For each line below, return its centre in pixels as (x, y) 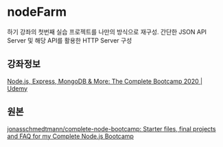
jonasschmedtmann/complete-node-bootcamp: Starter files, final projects (111, 128)
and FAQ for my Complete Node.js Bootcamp (70, 136)
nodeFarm (37, 12)
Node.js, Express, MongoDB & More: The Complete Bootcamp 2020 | (105, 81)
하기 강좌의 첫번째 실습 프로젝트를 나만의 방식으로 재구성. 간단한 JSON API (107, 32)
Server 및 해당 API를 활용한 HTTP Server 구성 (70, 40)
